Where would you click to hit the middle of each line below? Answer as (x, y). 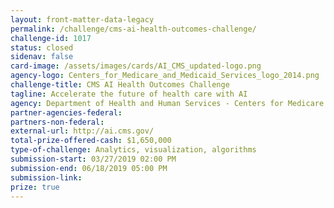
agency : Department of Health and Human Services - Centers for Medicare (167, 103)
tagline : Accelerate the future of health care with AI (129, 94)
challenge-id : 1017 (51, 38)
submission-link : (46, 177)
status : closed (42, 47)
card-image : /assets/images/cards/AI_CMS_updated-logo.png (136, 66)
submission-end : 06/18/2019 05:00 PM (89, 168)
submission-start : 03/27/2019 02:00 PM (93, 159)
